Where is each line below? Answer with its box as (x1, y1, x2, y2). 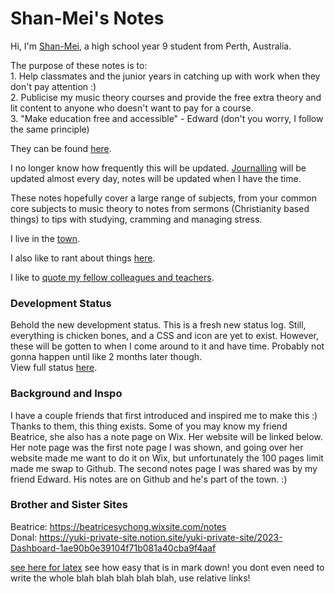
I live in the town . (10, 232, 81, 244)
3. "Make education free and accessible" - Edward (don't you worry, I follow (10, 112, 324, 124)
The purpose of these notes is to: (10, 59, 148, 71)
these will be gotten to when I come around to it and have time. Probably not (10, 340, 325, 352)
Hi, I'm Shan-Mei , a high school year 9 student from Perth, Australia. (10, 40, 292, 52)
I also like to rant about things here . (10, 252, 156, 264)
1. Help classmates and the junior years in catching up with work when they (10, 70, 321, 82)
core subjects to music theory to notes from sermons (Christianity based (10, 202, 310, 214)
